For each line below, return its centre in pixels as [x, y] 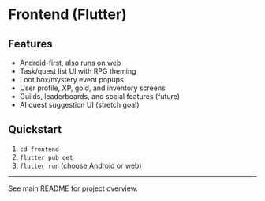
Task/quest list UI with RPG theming [78, 71]
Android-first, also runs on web [70, 63]
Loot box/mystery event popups [71, 80]
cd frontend [39, 149]
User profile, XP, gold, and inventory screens [92, 88]
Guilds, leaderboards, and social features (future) [99, 96]
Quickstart [35, 129]
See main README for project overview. [73, 188]
